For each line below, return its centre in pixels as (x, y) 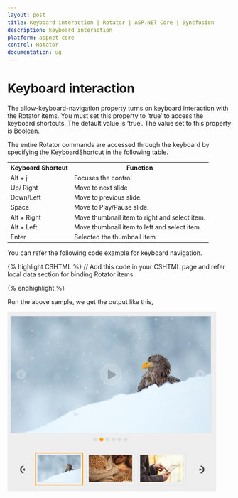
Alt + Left (24, 227)
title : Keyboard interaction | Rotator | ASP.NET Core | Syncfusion (111, 22)
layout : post (27, 15)
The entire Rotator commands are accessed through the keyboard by (108, 144)
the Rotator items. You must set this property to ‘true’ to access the (106, 115)
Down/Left (26, 197)
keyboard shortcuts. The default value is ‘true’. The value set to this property (119, 123)
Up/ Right (24, 188)
